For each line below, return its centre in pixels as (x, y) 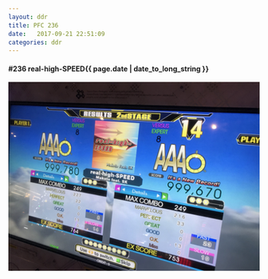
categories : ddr (35, 42)
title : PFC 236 (33, 25)
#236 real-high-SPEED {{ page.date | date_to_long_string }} (108, 69)
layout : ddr (28, 17)
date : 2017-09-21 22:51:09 (57, 34)
